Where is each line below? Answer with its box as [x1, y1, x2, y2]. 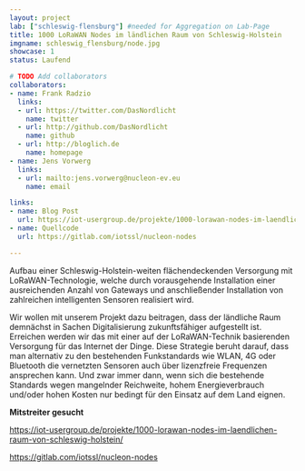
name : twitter [25, 115, 79, 124]
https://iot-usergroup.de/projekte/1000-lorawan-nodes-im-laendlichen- [9, 424, 278, 435]
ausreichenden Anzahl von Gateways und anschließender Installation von [9, 284, 284, 296]
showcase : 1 [9, 47, 54, 56]
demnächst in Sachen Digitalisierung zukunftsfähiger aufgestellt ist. [9, 321, 262, 332]
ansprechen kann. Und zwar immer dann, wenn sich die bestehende [9, 369, 265, 380]
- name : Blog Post [9, 206, 79, 216]
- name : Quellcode [9, 224, 79, 233]
